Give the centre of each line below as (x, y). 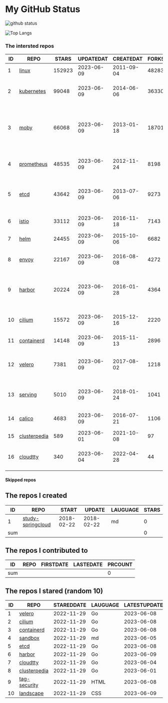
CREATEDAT (128, 59)
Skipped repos (21, 480)
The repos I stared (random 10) (54, 591)
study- (31, 518)
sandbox (29, 638)
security (29, 685)
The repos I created (36, 496)
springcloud (36, 525)
